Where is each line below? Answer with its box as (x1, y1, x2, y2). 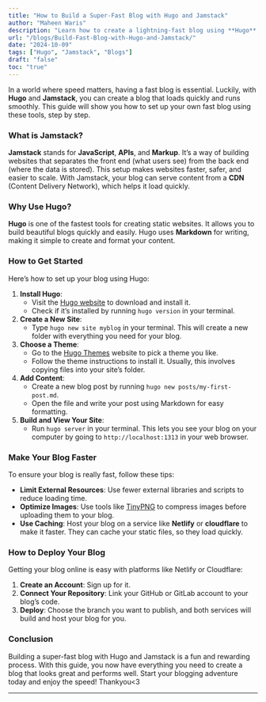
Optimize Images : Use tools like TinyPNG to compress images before (19, 502, 247, 511)
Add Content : (19, 373, 65, 382)
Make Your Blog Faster (8, 452, 97, 463)
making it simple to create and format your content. (8, 236, 176, 245)
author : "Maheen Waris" (8, 19, 87, 27)
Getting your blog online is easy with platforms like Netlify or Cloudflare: (8, 565, 243, 575)
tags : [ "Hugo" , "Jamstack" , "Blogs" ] (8, 48, 133, 56)
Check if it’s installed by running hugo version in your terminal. (31, 305, 235, 315)
